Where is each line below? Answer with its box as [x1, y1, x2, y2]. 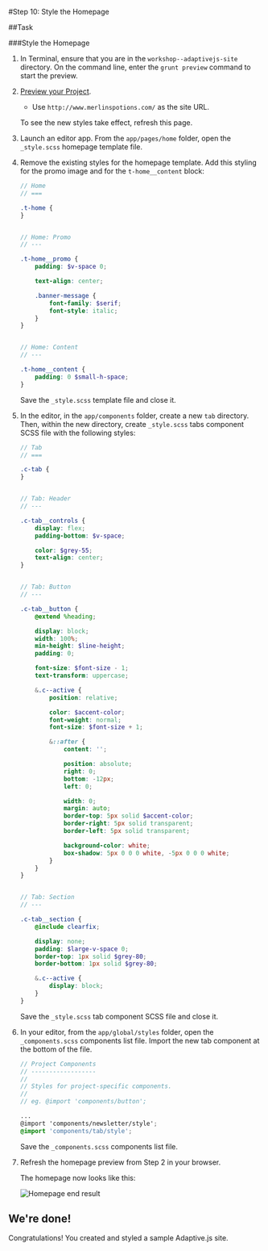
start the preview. [19, 71, 78, 80]
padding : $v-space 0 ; [35, 262, 107, 271]
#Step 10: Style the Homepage [8, 7, 110, 16]
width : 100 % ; [35, 634, 79, 642]
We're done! [8, 1212, 72, 1226]
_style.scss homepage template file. [19, 142, 143, 152]
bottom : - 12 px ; [63, 775, 114, 783]
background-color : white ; [63, 841, 150, 850]
